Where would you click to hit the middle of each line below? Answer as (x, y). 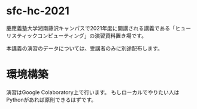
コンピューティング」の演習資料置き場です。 (92, 35)
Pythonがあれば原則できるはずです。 (51, 99)
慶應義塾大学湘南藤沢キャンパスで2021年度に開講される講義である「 (91, 28)
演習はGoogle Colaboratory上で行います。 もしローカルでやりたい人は (93, 92)
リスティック (22, 35)
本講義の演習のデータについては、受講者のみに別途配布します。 (84, 48)
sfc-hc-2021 (38, 11)
